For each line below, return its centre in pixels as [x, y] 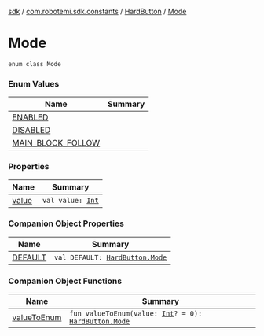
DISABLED [31, 131]
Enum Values [34, 83]
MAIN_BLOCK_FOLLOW [56, 143]
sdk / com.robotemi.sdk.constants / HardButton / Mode [97, 11]
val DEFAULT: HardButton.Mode [110, 257]
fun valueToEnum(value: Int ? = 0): [136, 314]
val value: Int [71, 200]
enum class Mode [35, 64]
